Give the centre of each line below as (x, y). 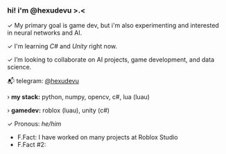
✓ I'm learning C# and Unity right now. (62, 46)
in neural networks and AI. (45, 33)
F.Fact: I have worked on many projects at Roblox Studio (97, 137)
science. (19, 67)
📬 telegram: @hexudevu (43, 81)
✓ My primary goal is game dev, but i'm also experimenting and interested (113, 26)
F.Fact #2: (32, 145)
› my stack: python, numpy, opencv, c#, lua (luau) (79, 97)
